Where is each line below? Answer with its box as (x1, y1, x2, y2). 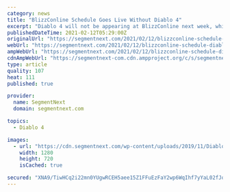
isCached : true (19, 162, 63, 169)
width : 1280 (19, 149, 53, 156)
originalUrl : (7, 36, 44, 43)
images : (7, 136, 29, 143)
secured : (7, 174, 32, 182)
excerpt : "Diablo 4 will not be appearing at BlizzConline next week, (7, 23, 213, 29)
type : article (7, 61, 48, 68)
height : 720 (19, 156, 53, 163)
